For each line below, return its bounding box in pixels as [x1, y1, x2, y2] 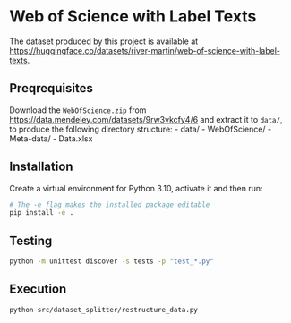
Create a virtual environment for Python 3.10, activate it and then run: [9, 183, 263, 193]
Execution [9, 282, 67, 297]
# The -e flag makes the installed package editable [9, 200, 210, 209]
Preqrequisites [9, 81, 94, 96]
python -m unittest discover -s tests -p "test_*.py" [9, 257, 215, 266]
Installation [9, 159, 73, 174]
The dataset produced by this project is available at [9, 36, 199, 47]
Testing [9, 233, 53, 248]
